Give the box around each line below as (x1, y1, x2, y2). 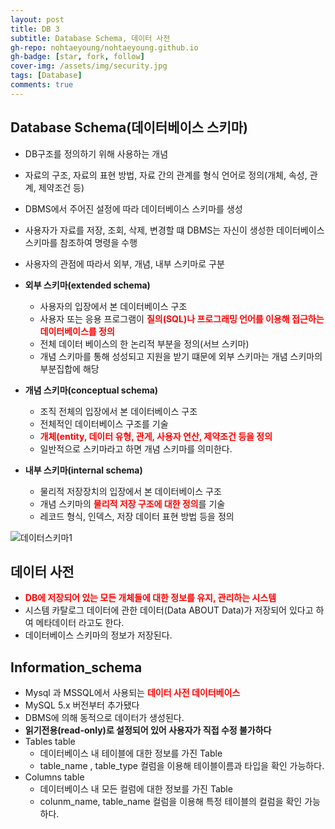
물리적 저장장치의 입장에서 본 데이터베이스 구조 (39, 485, 222, 497)
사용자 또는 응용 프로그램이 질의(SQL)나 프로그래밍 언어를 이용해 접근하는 (39, 312, 325, 325)
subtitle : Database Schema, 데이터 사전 (10, 33, 171, 43)
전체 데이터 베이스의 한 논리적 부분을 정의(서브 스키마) (39, 337, 250, 350)
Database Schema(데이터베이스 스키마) (10, 119, 248, 136)
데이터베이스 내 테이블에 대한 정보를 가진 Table (39, 747, 223, 760)
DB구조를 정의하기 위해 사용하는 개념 (24, 147, 169, 160)
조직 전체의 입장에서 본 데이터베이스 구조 (39, 405, 198, 417)
